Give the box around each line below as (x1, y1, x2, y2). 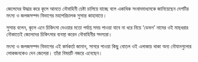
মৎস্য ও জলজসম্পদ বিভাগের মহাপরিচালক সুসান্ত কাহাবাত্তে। (6, 12, 107, 19)
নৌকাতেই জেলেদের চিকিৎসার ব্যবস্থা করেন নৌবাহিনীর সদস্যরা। (6, 31, 113, 38)
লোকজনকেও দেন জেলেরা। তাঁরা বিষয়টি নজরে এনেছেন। (6, 49, 103, 57)
